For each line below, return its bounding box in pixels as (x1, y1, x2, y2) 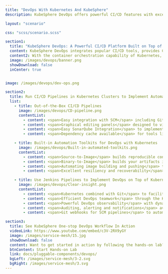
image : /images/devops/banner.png (9, 58, 81, 63)
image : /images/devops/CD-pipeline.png (18, 108, 101, 113)
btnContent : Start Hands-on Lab (9, 247, 77, 252)
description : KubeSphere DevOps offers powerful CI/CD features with (5, 12, 153, 17)
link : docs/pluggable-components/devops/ (9, 251, 97, 257)
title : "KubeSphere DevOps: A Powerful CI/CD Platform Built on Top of (9, 44, 162, 49)
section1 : (5, 39, 26, 44)
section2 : (5, 90, 26, 95)
